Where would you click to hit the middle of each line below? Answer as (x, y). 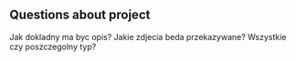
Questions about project (80, 15)
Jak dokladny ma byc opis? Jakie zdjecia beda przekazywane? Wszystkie (148, 36)
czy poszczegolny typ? (53, 46)
